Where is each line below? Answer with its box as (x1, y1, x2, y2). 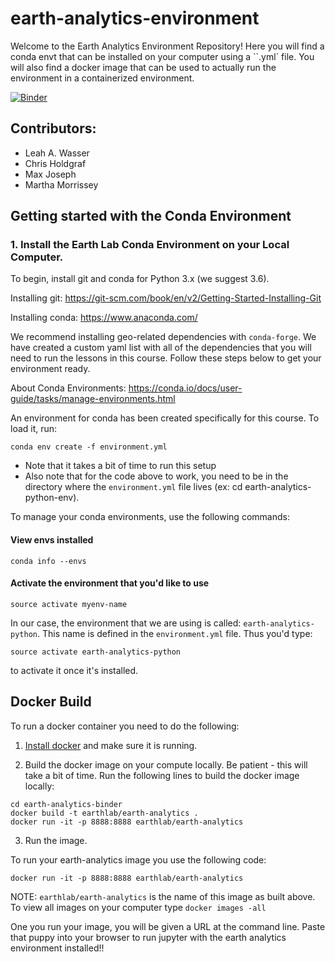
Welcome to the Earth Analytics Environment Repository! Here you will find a (10, 40, 325, 52)
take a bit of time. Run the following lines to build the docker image (24, 769, 300, 781)
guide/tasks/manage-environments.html (10, 393, 176, 405)
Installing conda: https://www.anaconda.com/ (10, 312, 198, 324)
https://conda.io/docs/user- (128, 382, 243, 394)
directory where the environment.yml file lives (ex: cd (24, 481, 243, 493)
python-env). (24, 492, 80, 504)
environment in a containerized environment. (10, 72, 195, 84)
